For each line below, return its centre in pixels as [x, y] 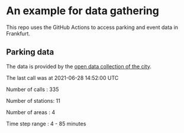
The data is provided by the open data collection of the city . [79, 66]
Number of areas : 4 [30, 112]
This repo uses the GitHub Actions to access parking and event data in [92, 27]
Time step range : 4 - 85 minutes [46, 124]
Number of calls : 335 [33, 89]
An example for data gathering [83, 11]
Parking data [30, 52]
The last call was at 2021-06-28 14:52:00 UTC [62, 77]
